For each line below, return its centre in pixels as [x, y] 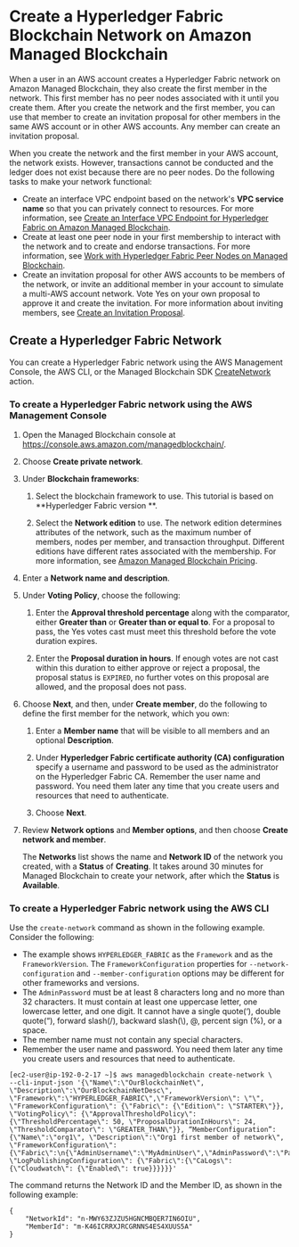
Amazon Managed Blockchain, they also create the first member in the [138, 88]
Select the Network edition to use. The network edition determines [158, 523]
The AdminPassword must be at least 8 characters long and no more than [153, 993]
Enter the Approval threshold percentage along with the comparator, [162, 613]
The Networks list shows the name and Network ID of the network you [152, 857]
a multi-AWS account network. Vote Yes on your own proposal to [141, 293]
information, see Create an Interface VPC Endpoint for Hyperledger [145, 218]
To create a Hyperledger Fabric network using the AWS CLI [139, 908]
